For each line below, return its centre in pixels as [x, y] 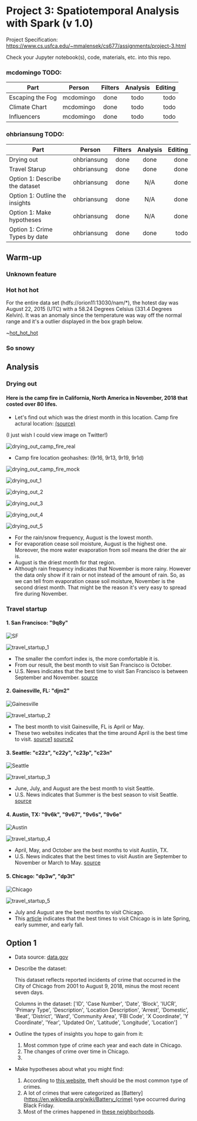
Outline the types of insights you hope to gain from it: [79, 1034]
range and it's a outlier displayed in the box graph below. [74, 322]
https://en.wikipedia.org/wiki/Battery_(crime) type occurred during [106, 1099]
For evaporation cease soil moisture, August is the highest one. [91, 543]
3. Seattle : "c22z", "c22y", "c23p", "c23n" [59, 752]
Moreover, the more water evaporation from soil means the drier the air [100, 550]
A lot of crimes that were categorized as [72, 1093]
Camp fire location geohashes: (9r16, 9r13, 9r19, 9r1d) [79, 457]
